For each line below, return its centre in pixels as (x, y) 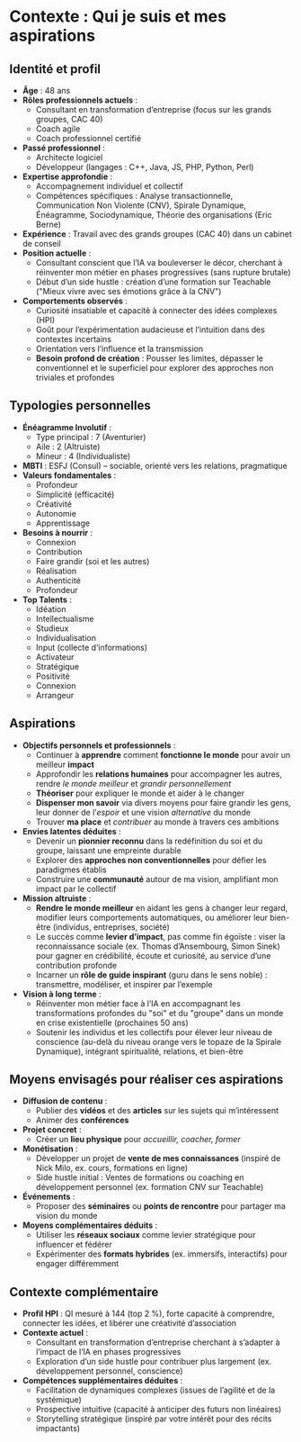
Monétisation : (50, 1149)
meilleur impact (65, 764)
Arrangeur (55, 695)
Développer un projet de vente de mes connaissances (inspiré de (158, 1158)
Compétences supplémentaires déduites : (102, 1381)
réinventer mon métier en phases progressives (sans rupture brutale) (163, 272)
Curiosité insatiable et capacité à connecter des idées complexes (156, 311)
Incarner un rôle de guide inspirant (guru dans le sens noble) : (151, 975)
